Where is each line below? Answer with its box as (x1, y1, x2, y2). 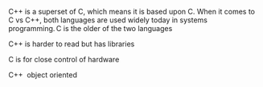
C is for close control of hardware (8, 55, 120, 64)
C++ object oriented (8, 70, 78, 79)
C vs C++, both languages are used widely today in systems (8, 15, 208, 25)
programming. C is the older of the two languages (8, 24, 173, 33)
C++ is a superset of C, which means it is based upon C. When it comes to (8, 7, 256, 16)
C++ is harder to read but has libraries (8, 39, 135, 49)
